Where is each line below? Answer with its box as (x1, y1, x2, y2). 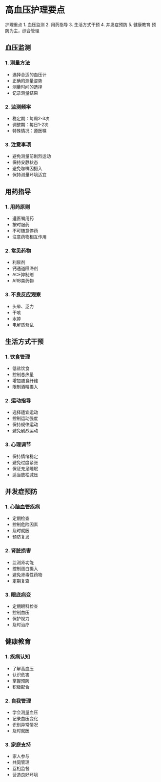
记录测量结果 (12, 90, 38, 96)
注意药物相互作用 (12, 234, 47, 239)
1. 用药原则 (5, 203, 30, 210)
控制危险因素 (12, 521, 38, 527)
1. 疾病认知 (5, 653, 30, 660)
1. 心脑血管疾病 (5, 503, 40, 510)
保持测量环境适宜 (12, 172, 47, 178)
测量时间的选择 (12, 84, 42, 90)
